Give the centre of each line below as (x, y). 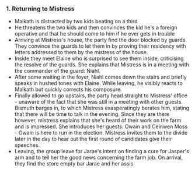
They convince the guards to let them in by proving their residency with (100, 46)
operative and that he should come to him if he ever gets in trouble (95, 34)
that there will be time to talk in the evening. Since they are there (92, 114)
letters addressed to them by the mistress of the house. (81, 52)
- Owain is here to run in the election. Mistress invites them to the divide (101, 133)
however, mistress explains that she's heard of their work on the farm (98, 121)
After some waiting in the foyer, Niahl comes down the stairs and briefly (100, 77)
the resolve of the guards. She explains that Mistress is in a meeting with (102, 65)
